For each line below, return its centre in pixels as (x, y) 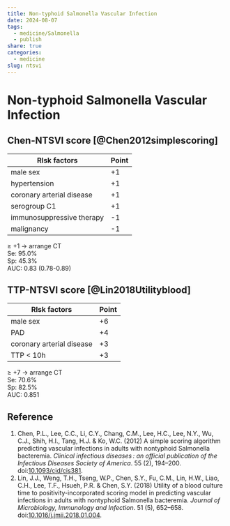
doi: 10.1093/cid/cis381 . (50, 471)
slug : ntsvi (24, 66)
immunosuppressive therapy (58, 217)
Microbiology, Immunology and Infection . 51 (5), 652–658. (100, 508)
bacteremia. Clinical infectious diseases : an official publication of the (117, 456)
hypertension (32, 183)
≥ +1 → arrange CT (34, 246)
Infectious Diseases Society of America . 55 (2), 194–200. (99, 463)
